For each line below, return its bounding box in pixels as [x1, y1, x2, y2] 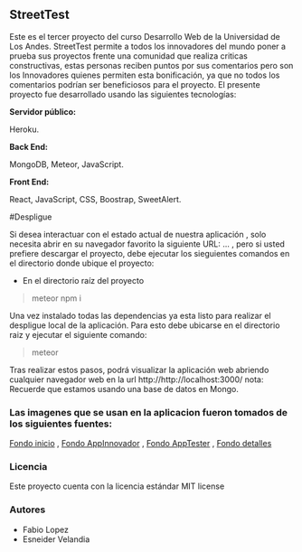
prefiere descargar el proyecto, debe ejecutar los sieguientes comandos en [9, 248, 290, 258]
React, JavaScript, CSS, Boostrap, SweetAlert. [9, 193, 182, 204]
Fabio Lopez [22, 524, 70, 535]
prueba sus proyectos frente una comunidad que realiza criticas [9, 50, 249, 61]
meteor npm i [31, 293, 81, 304]
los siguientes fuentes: [9, 417, 113, 430]
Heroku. [9, 124, 39, 135]
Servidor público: [9, 106, 77, 117]
